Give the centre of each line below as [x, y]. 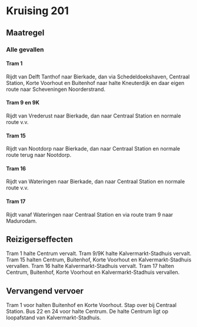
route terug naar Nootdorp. [39, 155]
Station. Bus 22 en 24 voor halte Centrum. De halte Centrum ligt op [87, 312]
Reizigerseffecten [40, 239]
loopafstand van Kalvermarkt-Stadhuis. [54, 318]
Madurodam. [21, 221]
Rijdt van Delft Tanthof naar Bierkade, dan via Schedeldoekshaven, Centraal [98, 76]
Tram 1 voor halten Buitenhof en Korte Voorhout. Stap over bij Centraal [91, 305]
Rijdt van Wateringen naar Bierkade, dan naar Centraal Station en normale [96, 182]
